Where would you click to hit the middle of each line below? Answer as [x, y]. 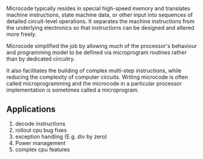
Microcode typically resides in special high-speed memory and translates [98, 8]
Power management [40, 143]
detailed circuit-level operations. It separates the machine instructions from [100, 21]
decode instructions [40, 124]
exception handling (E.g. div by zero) [61, 137]
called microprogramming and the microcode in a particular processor [94, 84]
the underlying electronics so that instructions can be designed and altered [100, 28]
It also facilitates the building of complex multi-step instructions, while [94, 71]
